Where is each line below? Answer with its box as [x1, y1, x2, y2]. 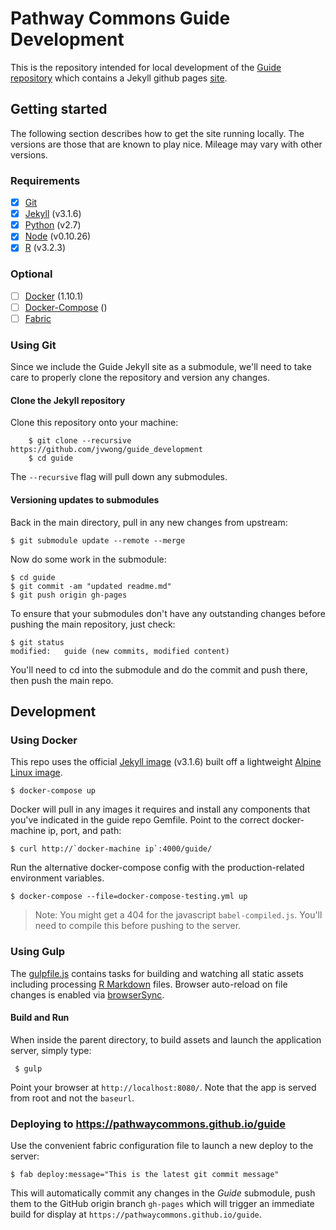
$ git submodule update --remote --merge [10, 535, 186, 546]
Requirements [10, 173, 81, 187]
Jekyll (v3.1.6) [24, 208, 82, 220]
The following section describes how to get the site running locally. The [10, 127, 305, 139]
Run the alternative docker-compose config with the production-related [10, 862, 305, 874]
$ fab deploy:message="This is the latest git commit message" [10, 1170, 280, 1180]
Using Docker [10, 733, 78, 747]
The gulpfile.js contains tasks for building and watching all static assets [10, 967, 304, 979]
